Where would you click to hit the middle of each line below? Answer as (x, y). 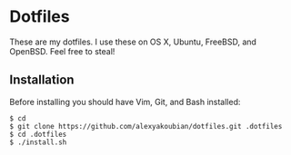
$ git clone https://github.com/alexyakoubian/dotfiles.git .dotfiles (146, 126)
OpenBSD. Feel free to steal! (62, 51)
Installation (42, 80)
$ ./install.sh (38, 142)
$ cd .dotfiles (38, 134)
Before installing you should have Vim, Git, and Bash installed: (125, 102)
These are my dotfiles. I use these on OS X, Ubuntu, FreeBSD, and (133, 42)
